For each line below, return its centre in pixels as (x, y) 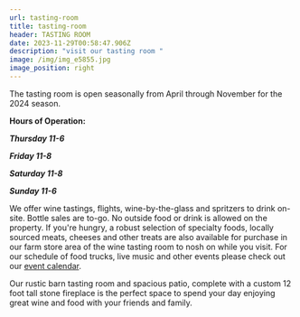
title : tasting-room (48, 26)
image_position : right (52, 69)
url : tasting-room (44, 18)
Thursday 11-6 (37, 138)
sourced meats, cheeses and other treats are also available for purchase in (148, 237)
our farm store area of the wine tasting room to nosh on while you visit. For (148, 247)
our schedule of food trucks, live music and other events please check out (148, 256)
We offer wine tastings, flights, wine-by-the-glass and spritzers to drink (142, 208)
